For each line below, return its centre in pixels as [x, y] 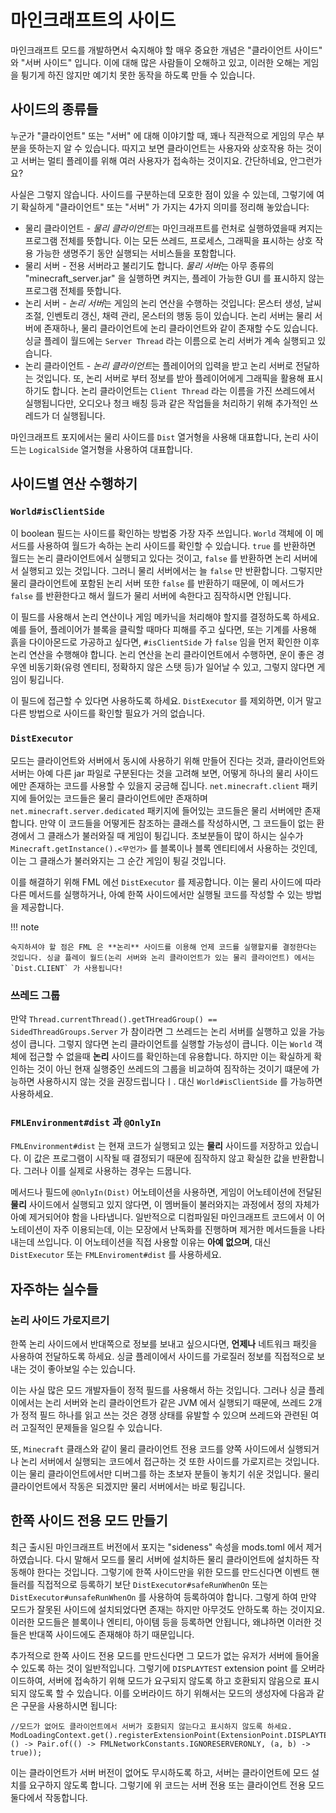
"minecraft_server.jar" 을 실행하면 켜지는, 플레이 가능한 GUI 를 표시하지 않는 [174, 278]
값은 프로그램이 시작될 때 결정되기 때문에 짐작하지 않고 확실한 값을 [161, 1158]
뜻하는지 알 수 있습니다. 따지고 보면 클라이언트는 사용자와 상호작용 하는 [166, 148]
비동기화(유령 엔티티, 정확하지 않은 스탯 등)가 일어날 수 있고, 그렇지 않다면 [171, 667]
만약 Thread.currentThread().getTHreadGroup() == [114, 1019]
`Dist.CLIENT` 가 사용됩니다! [67, 968]
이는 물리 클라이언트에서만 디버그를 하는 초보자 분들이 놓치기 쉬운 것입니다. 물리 [165, 1474]
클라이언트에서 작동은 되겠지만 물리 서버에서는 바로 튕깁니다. [128, 1487]
